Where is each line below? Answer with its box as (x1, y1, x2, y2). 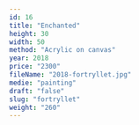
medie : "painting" (9, 78, 77, 87)
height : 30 (9, 29, 49, 38)
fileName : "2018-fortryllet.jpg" (9, 70, 132, 79)
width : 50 (9, 37, 46, 47)
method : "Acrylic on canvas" (9, 46, 116, 55)
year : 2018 (9, 54, 49, 62)
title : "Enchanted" (9, 21, 81, 30)
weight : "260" (9, 103, 62, 112)
